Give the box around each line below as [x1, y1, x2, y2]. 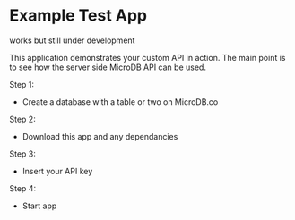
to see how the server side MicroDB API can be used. [9, 62, 206, 72]
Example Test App [9, 5, 148, 26]
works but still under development [9, 35, 135, 46]
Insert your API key [22, 165, 93, 176]
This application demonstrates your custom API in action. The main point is [9, 52, 286, 63]
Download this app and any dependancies [22, 131, 178, 141]
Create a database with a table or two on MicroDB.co [22, 96, 219, 107]
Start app [22, 200, 57, 211]
